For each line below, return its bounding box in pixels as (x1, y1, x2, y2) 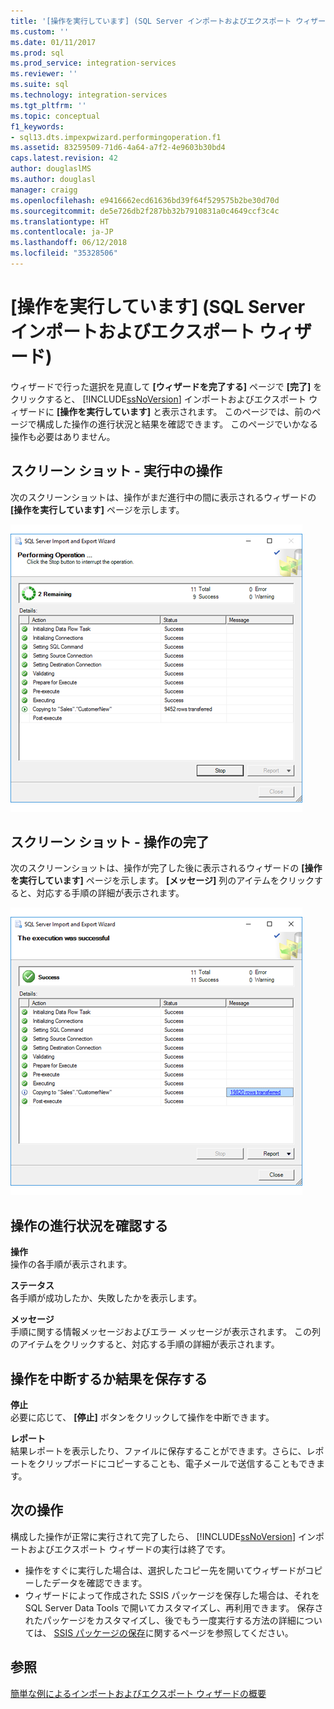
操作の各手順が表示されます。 (10, 1258, 133, 1270)
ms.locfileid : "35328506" (10, 248, 118, 259)
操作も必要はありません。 (10, 430, 116, 442)
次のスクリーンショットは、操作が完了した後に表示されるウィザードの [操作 (10, 862, 323, 874)
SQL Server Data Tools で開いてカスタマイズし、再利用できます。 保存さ (24, 1601, 324, 1614)
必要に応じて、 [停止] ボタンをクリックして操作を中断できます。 (10, 1411, 275, 1424)
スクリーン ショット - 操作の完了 (10, 834, 210, 851)
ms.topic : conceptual (10, 111, 101, 121)
